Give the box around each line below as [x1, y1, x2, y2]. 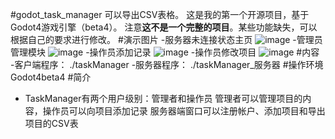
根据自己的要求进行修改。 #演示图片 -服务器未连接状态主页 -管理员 [10, 34, 323, 45]
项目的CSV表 [24, 118, 79, 129]
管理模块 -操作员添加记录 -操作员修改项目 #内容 [10, 46, 320, 58]
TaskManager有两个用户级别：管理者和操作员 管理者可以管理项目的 [24, 93, 303, 104]
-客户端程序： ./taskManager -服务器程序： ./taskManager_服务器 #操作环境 [10, 59, 324, 70]
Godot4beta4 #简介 [10, 71, 92, 83]
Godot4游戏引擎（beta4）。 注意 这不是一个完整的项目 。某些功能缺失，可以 [10, 21, 318, 33]
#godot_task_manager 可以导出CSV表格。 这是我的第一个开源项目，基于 [10, 9, 310, 20]
